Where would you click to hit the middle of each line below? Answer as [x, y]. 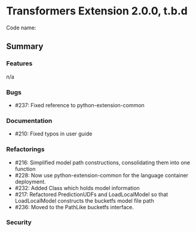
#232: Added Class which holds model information [77, 188]
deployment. [30, 182]
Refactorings [25, 149]
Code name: [21, 28]
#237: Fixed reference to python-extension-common [79, 105]
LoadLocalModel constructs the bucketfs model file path [84, 201]
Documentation [29, 120]
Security [19, 222]
